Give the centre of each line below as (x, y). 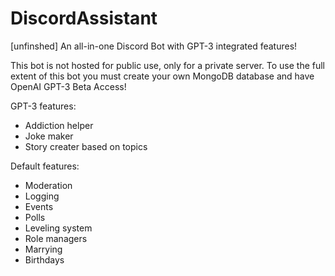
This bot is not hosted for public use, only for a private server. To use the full (167, 65)
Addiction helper (59, 125)
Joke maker (49, 136)
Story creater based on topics (86, 146)
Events (39, 206)
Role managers (56, 238)
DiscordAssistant (84, 18)
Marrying (43, 249)
